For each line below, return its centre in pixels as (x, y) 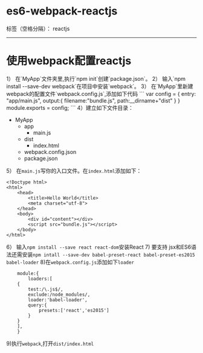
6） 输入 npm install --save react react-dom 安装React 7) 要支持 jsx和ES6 (99, 247)
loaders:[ (40, 279)
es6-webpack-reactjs (62, 11)
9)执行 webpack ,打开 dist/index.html (50, 343)
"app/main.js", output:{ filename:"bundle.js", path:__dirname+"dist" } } (93, 100)
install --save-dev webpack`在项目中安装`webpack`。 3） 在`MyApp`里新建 (100, 86)
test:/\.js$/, (46, 289)
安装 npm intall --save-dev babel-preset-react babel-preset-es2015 (108, 254)
